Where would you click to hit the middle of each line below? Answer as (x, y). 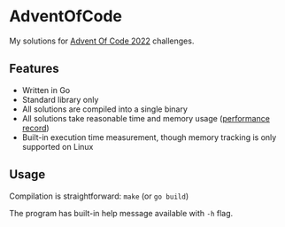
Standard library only (60, 99)
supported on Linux (58, 146)
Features (34, 69)
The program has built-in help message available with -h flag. (121, 213)
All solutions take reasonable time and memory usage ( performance (146, 118)
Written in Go (46, 90)
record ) (36, 128)
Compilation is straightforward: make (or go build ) (99, 196)
